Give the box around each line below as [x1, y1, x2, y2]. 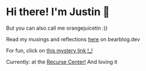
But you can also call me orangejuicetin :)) [6, 24, 108, 31]
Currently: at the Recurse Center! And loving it [6, 58, 118, 65]
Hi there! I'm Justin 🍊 [6, 5, 110, 19]
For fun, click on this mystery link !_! [6, 47, 93, 54]
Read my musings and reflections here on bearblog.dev [6, 35, 141, 42]
